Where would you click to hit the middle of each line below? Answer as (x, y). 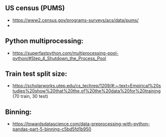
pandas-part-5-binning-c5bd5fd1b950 (52, 129)
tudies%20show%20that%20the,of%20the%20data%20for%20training (86, 91)
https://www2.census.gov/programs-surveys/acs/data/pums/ (76, 20)
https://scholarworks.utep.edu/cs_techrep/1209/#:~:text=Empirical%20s (87, 86)
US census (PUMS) (35, 8)
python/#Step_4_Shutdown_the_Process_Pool (59, 58)
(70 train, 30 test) (30, 96)
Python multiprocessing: (44, 41)
